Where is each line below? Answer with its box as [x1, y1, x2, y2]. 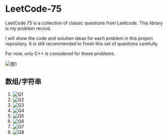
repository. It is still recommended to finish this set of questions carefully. [5, 40, 159, 46]
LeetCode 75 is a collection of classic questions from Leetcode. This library [5, 20, 163, 26]
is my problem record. [5, 25, 52, 31]
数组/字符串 [5, 77, 42, 86]
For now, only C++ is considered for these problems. [5, 50, 116, 57]
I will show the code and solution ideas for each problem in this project [5, 35, 153, 41]
